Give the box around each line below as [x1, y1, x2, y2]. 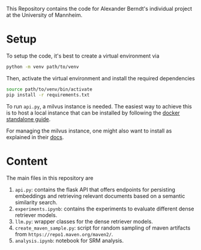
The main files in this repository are [6, 174, 94, 182]
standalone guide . [6, 115, 51, 122]
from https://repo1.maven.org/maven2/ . [14, 230, 113, 237]
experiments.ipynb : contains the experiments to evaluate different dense [14, 205, 194, 212]
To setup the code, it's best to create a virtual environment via [6, 52, 160, 59]
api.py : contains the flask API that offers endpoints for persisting [14, 186, 176, 193]
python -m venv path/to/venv [6, 64, 79, 70]
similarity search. [14, 198, 58, 206]
